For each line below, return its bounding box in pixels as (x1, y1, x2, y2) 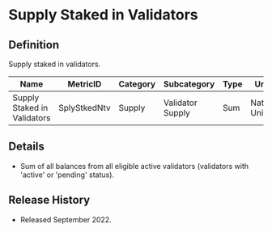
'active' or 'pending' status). (19, 170, 115, 179)
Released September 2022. (19, 214, 112, 224)
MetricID (67, 78, 102, 90)
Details (8, 140, 45, 154)
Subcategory (163, 78, 215, 90)
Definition (8, 38, 59, 52)
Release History (8, 193, 91, 207)
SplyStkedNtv (57, 103, 111, 113)
